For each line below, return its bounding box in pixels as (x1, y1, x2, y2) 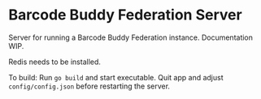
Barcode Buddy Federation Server (8, 6, 242, 24)
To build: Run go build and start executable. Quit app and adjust (8, 72, 224, 82)
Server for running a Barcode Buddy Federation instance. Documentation (8, 32, 254, 42)
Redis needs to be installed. (8, 57, 102, 67)
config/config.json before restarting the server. (8, 81, 171, 91)
